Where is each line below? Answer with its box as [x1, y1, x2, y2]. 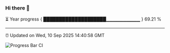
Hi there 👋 [5, 4, 30, 11]
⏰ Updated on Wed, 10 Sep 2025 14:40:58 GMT [5, 32, 105, 38]
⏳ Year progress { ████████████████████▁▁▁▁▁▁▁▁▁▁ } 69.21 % [5, 16, 162, 22]
